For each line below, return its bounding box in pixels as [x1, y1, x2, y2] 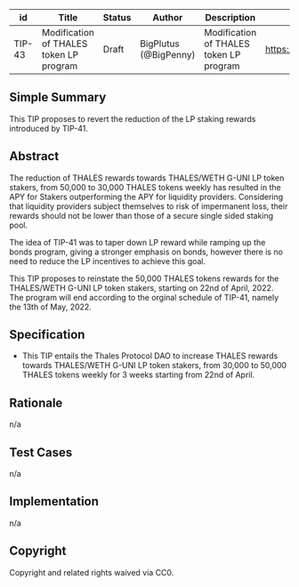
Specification [9, 327, 85, 342]
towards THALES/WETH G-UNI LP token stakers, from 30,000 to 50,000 [21, 360, 287, 371]
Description [204, 12, 256, 23]
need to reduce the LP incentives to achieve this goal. [9, 255, 206, 266]
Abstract [9, 149, 60, 164]
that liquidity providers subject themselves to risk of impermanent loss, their [9, 200, 288, 212]
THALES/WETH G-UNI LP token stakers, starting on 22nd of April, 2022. [9, 282, 274, 293]
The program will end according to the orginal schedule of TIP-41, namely [9, 292, 279, 302]
